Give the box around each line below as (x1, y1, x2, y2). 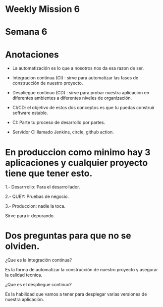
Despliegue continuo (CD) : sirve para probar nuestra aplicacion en (12, 90, 150, 96)
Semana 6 (5, 26, 48, 38)
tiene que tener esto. (5, 168, 93, 179)
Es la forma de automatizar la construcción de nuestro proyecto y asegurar (5, 267, 159, 273)
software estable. (12, 110, 48, 116)
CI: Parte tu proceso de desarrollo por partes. (12, 120, 106, 125)
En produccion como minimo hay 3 (5, 146, 151, 158)
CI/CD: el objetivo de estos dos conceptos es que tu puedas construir (12, 105, 155, 111)
